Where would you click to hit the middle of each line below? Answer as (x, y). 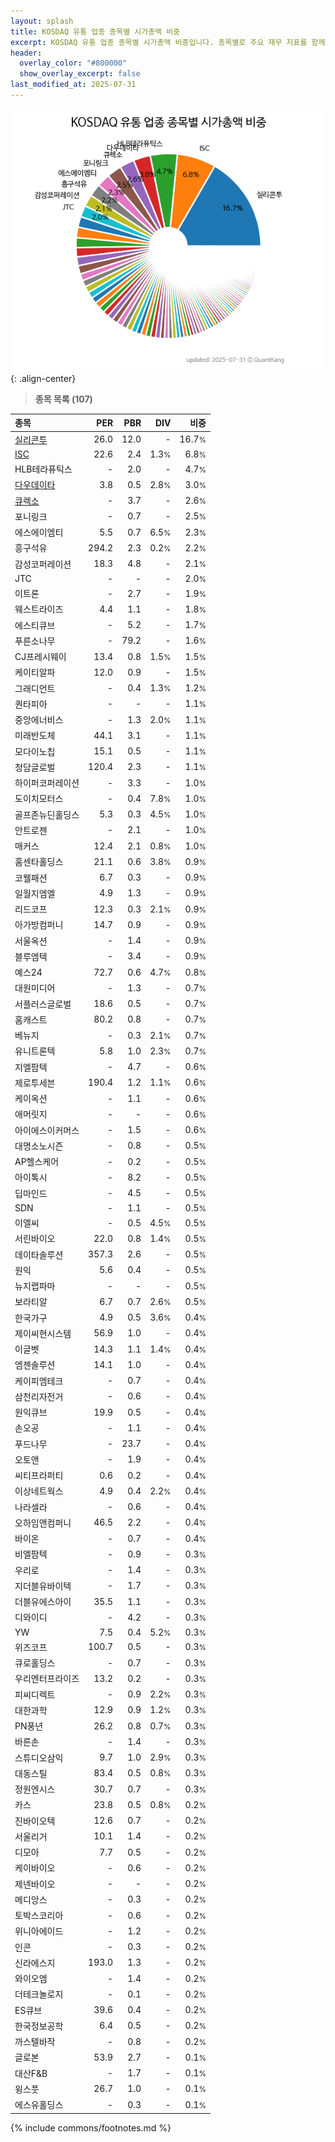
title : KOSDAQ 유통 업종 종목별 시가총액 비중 (95, 31)
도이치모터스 (39, 799)
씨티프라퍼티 (39, 1476)
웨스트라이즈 (39, 609)
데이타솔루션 (39, 1254)
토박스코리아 (39, 1916)
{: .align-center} (43, 378)
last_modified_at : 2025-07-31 (73, 85)
